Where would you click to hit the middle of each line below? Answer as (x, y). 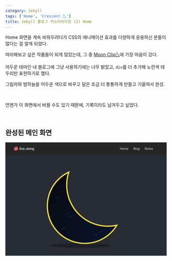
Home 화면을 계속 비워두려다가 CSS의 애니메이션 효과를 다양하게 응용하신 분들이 (86, 37)
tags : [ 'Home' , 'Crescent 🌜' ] (38, 16)
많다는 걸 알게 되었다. (26, 44)
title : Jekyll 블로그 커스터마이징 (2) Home (49, 21)
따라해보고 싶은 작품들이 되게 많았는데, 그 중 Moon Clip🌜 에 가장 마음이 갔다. (82, 55)
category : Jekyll (24, 11)
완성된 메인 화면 (29, 133)
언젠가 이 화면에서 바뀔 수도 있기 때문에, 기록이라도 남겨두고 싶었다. (72, 105)
